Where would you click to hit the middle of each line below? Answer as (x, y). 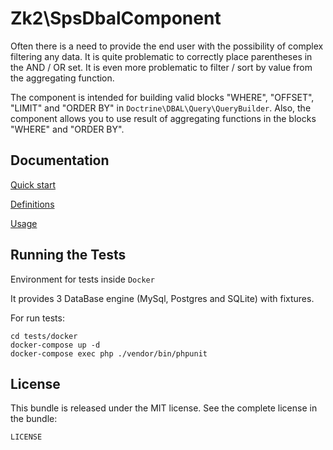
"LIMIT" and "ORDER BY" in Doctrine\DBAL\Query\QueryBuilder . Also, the (161, 108)
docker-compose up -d (55, 345)
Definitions (32, 204)
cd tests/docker (44, 336)
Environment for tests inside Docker (82, 279)
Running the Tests (68, 255)
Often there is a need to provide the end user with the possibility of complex (167, 46)
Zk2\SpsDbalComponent (116, 18)
